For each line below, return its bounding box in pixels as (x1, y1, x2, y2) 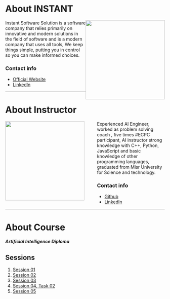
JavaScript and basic (97, 148, 141, 154)
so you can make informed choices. (5, 52, 80, 58)
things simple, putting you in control (5, 47, 80, 53)
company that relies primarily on (5, 25, 73, 31)
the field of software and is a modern (5, 36, 82, 42)
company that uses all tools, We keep (5, 41, 83, 47)
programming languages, (97, 159, 149, 165)
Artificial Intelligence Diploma (5, 239, 70, 245)
